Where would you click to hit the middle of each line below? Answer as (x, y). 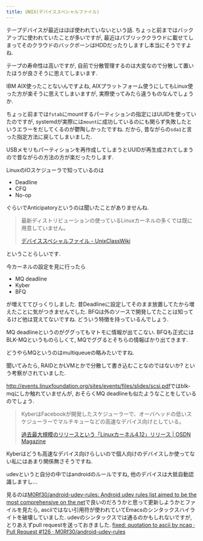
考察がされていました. (39, 373)
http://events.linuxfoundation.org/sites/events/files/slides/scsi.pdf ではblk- (98, 386)
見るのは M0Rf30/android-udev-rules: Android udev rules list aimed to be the (101, 494)
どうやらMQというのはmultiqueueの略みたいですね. (70, 353)
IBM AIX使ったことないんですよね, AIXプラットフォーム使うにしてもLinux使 (100, 86)
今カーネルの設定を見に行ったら (46, 267)
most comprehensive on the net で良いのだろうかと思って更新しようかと (96, 502)
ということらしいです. (34, 254)
